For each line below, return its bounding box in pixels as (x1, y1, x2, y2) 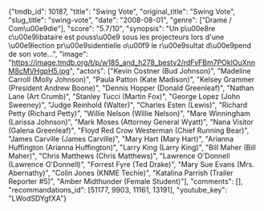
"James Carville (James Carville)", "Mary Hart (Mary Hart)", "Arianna (8, 134, 234, 143)
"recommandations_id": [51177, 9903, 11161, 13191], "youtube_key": (8, 185, 228, 194)
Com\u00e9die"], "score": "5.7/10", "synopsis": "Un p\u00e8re (8, 24, 216, 33)
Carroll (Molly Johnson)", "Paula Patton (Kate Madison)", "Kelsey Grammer (8, 75, 255, 84)
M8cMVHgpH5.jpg (8, 66, 71, 75)
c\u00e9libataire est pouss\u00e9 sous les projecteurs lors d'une (8, 32, 225, 42)
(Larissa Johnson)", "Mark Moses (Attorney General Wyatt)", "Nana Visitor (8, 117, 254, 126)
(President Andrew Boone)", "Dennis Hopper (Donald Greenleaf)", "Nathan (8, 83, 254, 93)
